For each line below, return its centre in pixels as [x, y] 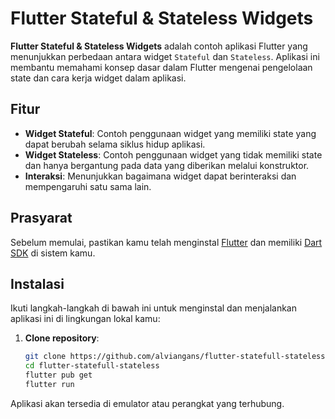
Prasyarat [41, 218]
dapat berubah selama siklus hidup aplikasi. [115, 144]
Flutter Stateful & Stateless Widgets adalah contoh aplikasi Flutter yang [159, 46]
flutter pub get [58, 375]
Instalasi [37, 283]
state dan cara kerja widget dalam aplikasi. [98, 78]
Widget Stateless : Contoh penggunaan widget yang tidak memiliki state [173, 154]
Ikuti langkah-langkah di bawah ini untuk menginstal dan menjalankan [154, 308]
